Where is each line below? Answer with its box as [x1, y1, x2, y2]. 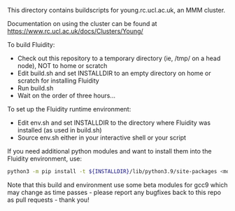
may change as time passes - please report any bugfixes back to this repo [7, 188, 222, 196]
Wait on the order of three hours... [17, 91, 115, 100]
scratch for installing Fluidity [17, 76, 99, 85]
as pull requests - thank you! [7, 196, 90, 204]
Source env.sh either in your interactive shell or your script [17, 133, 187, 142]
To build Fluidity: [7, 41, 55, 48]
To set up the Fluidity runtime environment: [7, 105, 131, 113]
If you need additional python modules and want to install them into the [7, 147, 212, 155]
